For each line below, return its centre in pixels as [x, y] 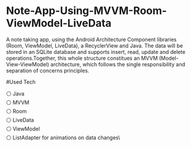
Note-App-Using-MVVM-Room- [87, 11]
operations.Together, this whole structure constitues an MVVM [82, 58]
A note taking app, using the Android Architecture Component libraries [91, 39]
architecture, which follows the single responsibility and [118, 64]
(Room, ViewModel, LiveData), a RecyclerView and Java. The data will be [95, 46]
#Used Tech [21, 82]
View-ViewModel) [28, 64]
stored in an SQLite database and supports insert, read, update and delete [96, 52]
